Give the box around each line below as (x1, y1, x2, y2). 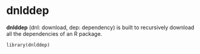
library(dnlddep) (6, 42, 50, 48)
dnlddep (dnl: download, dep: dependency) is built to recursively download (6, 24, 195, 31)
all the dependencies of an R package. (6, 30, 102, 37)
